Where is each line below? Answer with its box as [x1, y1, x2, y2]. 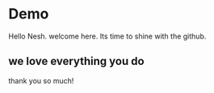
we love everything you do [8, 55, 145, 68]
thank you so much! [8, 75, 74, 85]
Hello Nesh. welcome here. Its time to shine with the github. [8, 31, 207, 41]
